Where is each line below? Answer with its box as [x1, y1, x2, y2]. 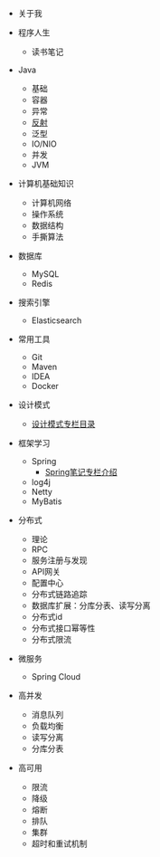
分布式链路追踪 [31, 589, 88, 599]
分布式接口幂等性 [31, 623, 96, 633]
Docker [31, 381, 59, 391]
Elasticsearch [31, 315, 82, 326]
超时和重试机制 [31, 838, 88, 849]
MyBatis [31, 496, 62, 507]
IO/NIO [31, 138, 57, 149]
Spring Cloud [31, 671, 81, 681]
